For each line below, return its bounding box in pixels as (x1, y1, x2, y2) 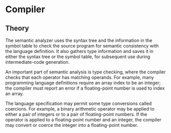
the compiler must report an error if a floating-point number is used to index (5, 85, 165, 91)
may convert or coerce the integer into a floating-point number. (5, 122, 139, 128)
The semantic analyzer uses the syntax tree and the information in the (5, 37, 153, 43)
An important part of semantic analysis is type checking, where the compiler (5, 69, 166, 75)
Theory (5, 24, 30, 33)
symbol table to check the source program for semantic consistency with (5, 43, 159, 49)
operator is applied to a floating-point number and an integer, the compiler (5, 117, 162, 123)
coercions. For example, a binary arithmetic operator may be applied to (5, 106, 155, 112)
